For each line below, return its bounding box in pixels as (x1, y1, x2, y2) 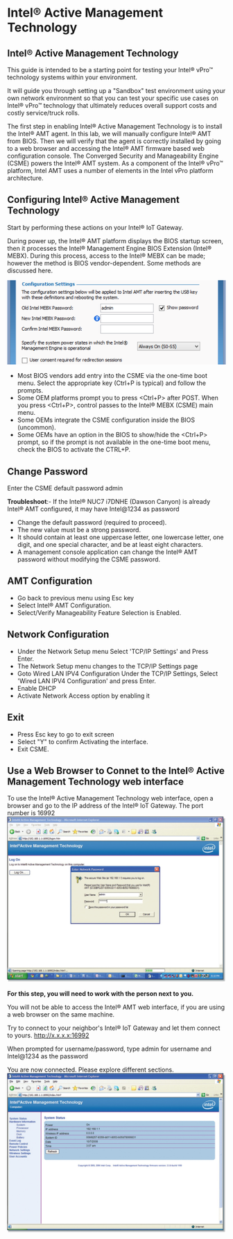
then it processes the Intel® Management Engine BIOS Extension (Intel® (7, 244, 212, 252)
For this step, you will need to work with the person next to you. (7, 989, 194, 998)
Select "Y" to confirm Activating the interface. (17, 737, 148, 746)
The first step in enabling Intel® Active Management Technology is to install (7, 122, 223, 130)
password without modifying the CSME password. (17, 555, 161, 564)
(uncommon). (17, 423, 57, 432)
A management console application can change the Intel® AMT (17, 548, 198, 557)
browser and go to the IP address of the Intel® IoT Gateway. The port (7, 801, 204, 810)
